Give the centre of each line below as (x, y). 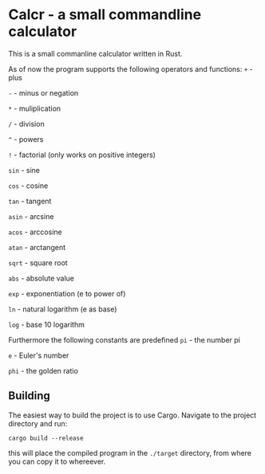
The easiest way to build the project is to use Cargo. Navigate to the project (132, 415)
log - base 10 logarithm (47, 324)
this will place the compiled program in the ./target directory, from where (130, 452)
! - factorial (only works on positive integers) (82, 155)
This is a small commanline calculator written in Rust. (95, 53)
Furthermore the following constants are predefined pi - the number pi (125, 339)
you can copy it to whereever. (57, 461)
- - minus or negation (44, 92)
